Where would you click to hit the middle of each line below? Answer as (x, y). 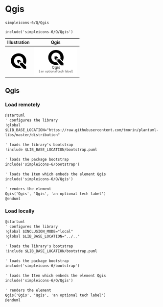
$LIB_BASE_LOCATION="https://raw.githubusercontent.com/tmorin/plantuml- (82, 130)
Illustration (19, 42)
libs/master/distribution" (33, 135)
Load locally (20, 211)
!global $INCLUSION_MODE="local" (39, 231)
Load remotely (23, 104)
